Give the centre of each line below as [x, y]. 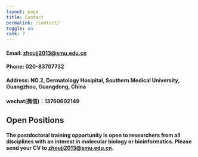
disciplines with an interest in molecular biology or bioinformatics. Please [99, 141]
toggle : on [20, 28]
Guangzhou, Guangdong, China [46, 87]
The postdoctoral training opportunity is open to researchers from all [93, 136]
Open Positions [35, 120]
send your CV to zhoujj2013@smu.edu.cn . [60, 148]
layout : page [22, 12]
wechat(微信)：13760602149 [43, 101]
